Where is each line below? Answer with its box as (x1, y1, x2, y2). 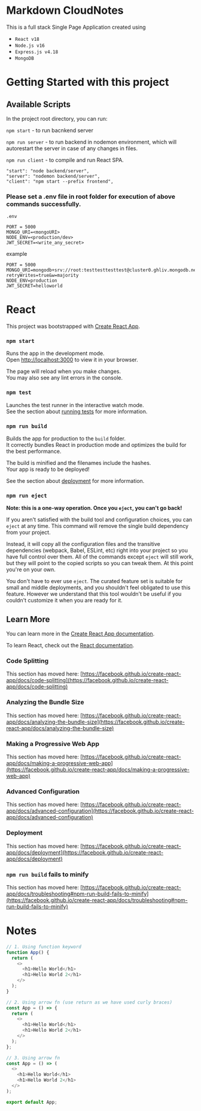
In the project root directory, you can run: (6, 115, 108, 122)
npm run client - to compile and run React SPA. (6, 156, 124, 163)
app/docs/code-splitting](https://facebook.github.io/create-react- (6, 677, 169, 684)
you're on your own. (6, 566, 56, 574)
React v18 (14, 36, 40, 42)
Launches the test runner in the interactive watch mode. (6, 401, 145, 408)
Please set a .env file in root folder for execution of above (6, 192, 175, 201)
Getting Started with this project (6, 76, 169, 89)
